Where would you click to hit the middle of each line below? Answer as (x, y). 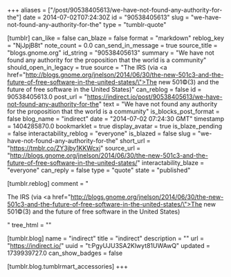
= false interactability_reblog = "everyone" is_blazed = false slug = (102, 133)
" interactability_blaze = (171, 163)
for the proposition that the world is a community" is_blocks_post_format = (113, 111)
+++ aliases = (27, 10)
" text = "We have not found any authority (158, 104)
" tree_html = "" (29, 225)
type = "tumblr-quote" (135, 25)
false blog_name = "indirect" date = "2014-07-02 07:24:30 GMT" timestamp (116, 119)
